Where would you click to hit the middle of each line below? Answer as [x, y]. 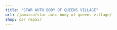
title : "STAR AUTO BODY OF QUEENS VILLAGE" [52, 10]
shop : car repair [24, 19]
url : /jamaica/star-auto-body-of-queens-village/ [59, 15]
